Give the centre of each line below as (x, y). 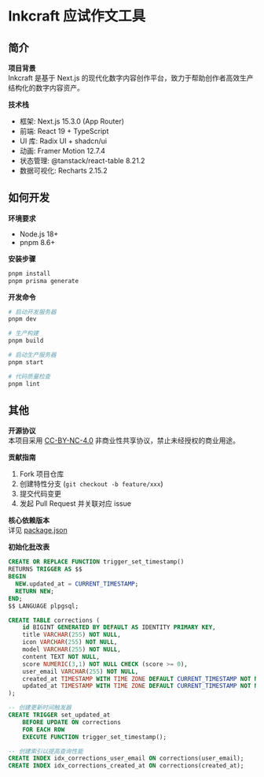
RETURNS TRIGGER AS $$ (45, 569)
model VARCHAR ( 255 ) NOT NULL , (72, 649)
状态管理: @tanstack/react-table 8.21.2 (82, 161)
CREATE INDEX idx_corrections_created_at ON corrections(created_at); (126, 766)
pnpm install (29, 273)
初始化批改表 (29, 547)
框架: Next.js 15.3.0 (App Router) (71, 121)
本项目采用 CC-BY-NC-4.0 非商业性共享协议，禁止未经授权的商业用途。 (124, 441)
